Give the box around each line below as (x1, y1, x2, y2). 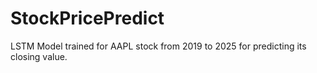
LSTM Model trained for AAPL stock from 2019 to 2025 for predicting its (10, 40, 307, 52)
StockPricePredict (10, 7, 165, 30)
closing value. (10, 50, 68, 62)
